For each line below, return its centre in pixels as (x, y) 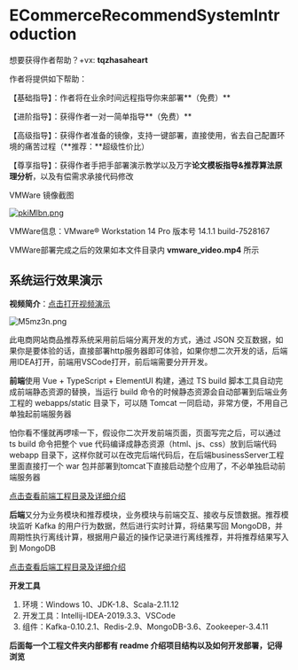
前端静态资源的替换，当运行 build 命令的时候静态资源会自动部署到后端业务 (152, 392)
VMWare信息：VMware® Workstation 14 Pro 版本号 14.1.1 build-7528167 (140, 230)
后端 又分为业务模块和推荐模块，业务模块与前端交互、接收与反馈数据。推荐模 (149, 514)
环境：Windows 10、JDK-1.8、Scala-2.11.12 (100, 604)
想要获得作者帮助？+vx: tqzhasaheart (78, 59)
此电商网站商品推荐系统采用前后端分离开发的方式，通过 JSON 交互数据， (143, 339)
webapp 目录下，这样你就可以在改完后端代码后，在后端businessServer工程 (147, 455)
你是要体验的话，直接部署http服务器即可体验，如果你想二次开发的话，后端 (152, 350)
